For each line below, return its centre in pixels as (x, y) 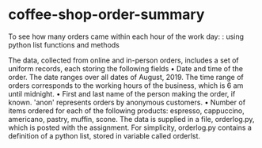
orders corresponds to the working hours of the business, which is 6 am (126, 85)
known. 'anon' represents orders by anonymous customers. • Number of (127, 102)
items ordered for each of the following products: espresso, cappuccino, (127, 110)
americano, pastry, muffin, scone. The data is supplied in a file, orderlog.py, (131, 119)
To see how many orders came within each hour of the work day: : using (126, 36)
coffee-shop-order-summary (106, 15)
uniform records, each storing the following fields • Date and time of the (126, 68)
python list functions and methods (64, 44)
